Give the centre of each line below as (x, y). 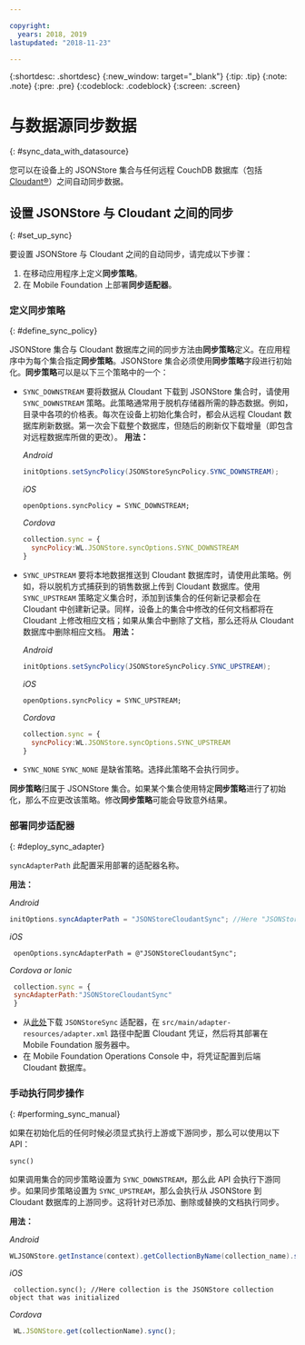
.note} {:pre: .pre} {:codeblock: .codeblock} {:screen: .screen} (125, 86)
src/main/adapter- (197, 1023)
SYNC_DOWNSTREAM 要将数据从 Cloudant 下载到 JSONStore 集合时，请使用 (156, 392)
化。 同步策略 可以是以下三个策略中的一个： (89, 373)
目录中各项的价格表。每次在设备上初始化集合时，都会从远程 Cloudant (152, 414)
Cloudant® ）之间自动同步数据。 (69, 182)
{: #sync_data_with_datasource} (69, 152)
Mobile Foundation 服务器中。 (78, 1045)
